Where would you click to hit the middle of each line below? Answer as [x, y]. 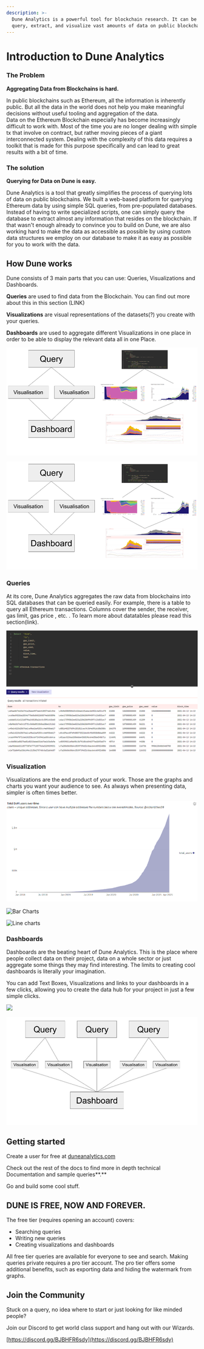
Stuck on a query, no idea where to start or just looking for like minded [94, 1310]
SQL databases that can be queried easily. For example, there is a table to [99, 603]
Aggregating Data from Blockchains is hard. [63, 89]
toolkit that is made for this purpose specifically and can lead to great [93, 145]
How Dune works [39, 263]
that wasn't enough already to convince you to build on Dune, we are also [98, 225]
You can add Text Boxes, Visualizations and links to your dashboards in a [97, 983]
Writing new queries [40, 1238]
